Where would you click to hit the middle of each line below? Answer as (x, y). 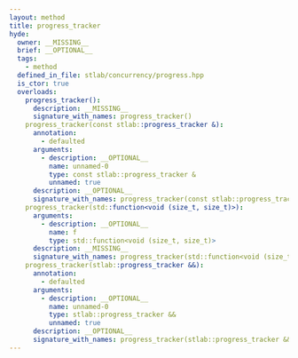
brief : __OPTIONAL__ (55, 51)
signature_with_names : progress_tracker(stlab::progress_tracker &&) (164, 339)
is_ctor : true (43, 84)
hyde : (19, 34)
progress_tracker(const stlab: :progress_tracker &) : (125, 125)
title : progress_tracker (55, 26)
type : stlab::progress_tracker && (112, 315)
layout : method (37, 17)
